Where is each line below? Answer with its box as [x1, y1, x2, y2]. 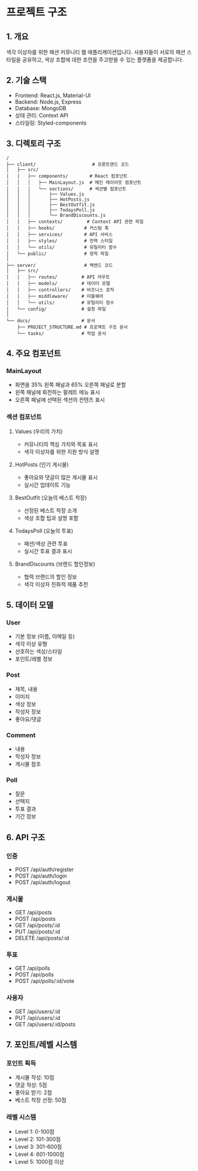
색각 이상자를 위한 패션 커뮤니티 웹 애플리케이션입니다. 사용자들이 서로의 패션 [6, 49, 186, 55]
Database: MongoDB [14, 104, 67, 111]
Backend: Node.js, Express [14, 98, 82, 105]
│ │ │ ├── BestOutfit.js [6, 201, 95, 208]
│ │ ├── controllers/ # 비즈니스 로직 [6, 287, 115, 293]
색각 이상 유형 [14, 640, 47, 648]
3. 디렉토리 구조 [6, 139, 61, 149]
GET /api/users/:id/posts [14, 1020, 76, 1028]
